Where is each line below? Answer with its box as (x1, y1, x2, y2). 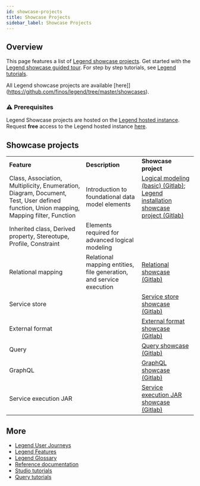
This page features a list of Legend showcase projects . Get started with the (6, 58, 191, 65)
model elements (86, 200, 131, 208)
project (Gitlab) (141, 211, 185, 220)
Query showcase (141, 342, 189, 350)
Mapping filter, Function (9, 211, 76, 220)
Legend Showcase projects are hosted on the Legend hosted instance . (6, 117, 180, 124)
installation (141, 197, 172, 205)
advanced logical (86, 236, 134, 244)
